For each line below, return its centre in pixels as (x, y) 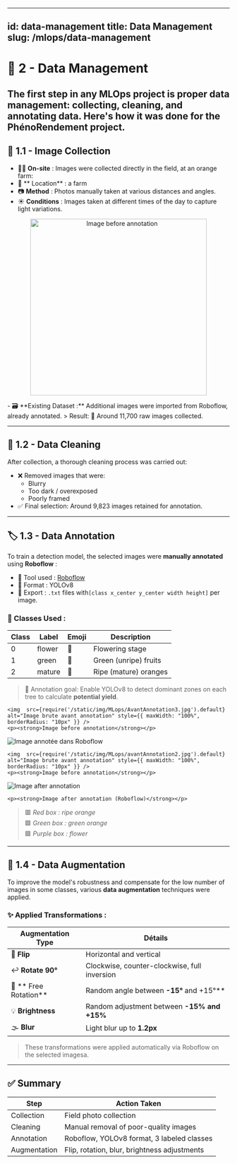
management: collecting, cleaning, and (95, 105)
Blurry (37, 483)
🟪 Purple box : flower (56, 833)
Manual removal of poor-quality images (130, 1127)
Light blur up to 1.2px (121, 1028)
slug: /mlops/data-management (79, 38)
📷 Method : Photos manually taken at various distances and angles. (117, 191)
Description (130, 636)
